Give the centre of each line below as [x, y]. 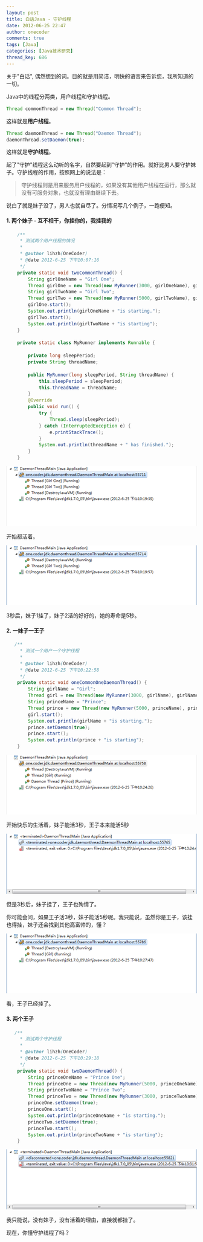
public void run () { [54, 407]
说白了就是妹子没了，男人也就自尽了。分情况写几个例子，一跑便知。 [91, 206]
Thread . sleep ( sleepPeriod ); [85, 419]
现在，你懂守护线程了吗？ [38, 1232]
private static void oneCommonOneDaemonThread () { [82, 683]
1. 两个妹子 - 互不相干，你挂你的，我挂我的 [59, 220]
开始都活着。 [22, 536]
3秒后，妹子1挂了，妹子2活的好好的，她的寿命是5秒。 [73, 615]
